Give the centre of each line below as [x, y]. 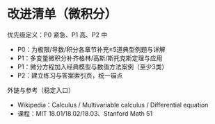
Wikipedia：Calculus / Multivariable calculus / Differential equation [113, 105]
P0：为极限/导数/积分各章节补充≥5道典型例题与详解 [91, 49]
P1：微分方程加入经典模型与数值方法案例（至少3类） [93, 67]
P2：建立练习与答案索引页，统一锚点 [70, 75]
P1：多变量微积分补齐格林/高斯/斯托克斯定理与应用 [90, 58]
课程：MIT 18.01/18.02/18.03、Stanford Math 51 [85, 113]
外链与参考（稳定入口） [41, 90]
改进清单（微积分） [62, 14]
